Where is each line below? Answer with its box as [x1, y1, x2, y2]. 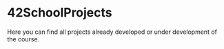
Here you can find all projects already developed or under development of [7, 28, 217, 36]
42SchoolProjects [7, 5, 112, 21]
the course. [7, 35, 40, 43]
